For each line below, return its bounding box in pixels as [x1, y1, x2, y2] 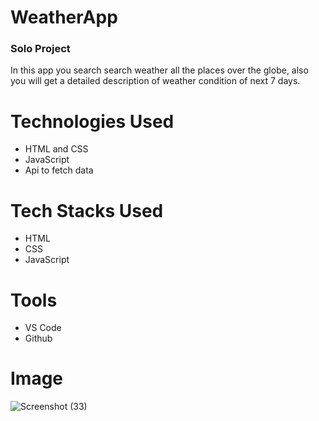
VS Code [24, 322, 62, 334]
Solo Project [10, 42, 71, 56]
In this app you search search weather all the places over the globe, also [10, 64, 309, 76]
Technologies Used [10, 110, 175, 133]
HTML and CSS [24, 143, 89, 155]
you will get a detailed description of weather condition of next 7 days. [10, 75, 301, 87]
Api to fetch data [24, 164, 94, 176]
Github [24, 332, 53, 345]
